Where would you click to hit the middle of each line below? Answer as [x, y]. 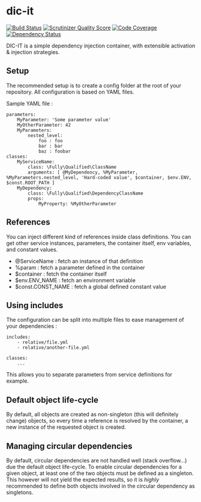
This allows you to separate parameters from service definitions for [89, 375]
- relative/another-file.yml [53, 348]
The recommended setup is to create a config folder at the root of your [94, 85]
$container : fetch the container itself [61, 274]
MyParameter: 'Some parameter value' [64, 119]
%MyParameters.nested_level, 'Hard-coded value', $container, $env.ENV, [99, 177]
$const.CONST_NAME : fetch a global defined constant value [91, 286]
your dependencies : [32, 326]
